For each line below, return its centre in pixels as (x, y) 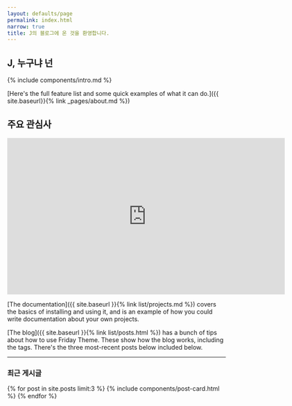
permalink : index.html (40, 20)
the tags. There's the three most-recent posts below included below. (105, 347)
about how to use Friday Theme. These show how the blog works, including (115, 340)
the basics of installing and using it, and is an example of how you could (110, 311)
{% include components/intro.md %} (60, 80)
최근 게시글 (25, 373)
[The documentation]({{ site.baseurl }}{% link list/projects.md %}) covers (112, 304)
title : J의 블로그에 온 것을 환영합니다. (58, 33)
